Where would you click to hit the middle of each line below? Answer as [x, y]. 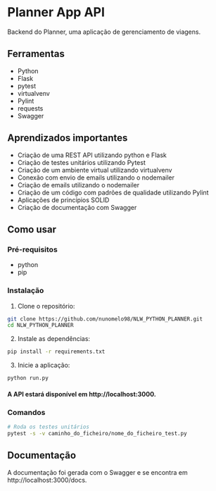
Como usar [32, 229]
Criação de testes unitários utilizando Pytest [81, 162]
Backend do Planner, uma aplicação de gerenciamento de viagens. [104, 32]
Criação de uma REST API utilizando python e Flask [92, 155]
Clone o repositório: [46, 306]
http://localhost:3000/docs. [47, 480]
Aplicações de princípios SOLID [63, 200]
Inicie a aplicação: [44, 365]
